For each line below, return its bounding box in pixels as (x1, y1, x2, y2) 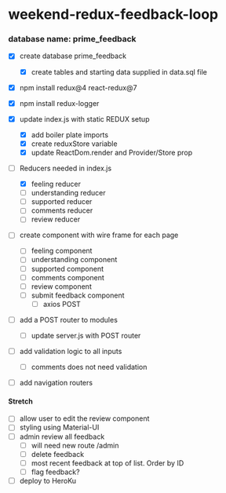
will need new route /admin (31, 440, 119, 450)
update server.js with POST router (31, 330, 141, 340)
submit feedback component (31, 290, 125, 300)
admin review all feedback (19, 432, 105, 441)
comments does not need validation (31, 363, 148, 372)
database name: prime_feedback (8, 34, 137, 45)
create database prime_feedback (19, 51, 127, 60)
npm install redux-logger (19, 98, 100, 108)
